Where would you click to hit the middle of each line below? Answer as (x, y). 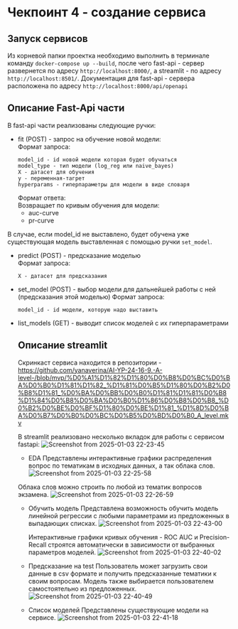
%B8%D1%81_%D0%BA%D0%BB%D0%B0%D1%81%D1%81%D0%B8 (122, 392)
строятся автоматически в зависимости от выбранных (131, 544)
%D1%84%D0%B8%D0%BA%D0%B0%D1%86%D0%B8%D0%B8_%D (123, 400)
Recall (37, 544)
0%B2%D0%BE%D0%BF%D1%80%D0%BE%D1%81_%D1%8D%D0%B (123, 408)
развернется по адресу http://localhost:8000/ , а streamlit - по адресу (114, 71)
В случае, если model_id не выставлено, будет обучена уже (98, 234)
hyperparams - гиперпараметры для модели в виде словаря (104, 184)
